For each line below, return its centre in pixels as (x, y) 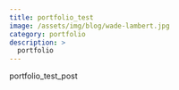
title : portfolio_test (51, 17)
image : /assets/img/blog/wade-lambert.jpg (89, 26)
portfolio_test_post (43, 76)
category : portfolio (48, 34)
